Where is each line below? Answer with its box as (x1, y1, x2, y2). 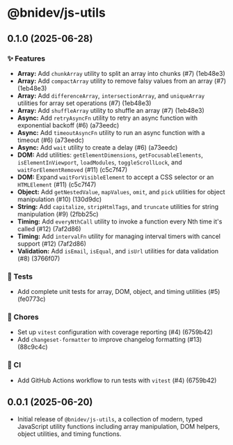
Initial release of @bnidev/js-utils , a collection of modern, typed (17, 414, 203, 423)
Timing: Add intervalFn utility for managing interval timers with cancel (17, 232, 221, 240)
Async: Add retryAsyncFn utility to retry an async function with (17, 114, 198, 122)
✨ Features (7, 54, 46, 63)
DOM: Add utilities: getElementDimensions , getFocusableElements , (17, 150, 204, 159)
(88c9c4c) (17, 343, 48, 351)
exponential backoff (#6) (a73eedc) (17, 120, 120, 130)
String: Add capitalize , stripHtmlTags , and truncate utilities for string (17, 202, 219, 210)
